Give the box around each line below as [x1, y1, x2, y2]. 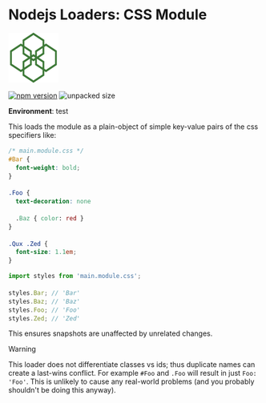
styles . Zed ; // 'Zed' [8, 314, 81, 322]
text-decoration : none [15, 198, 91, 206]
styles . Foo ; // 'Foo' [8, 306, 81, 314]
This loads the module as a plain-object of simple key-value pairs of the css [8, 122, 259, 131]
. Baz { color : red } [15, 214, 84, 222]
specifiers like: [8, 130, 57, 139]
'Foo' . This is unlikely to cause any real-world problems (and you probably [8, 377, 255, 386]
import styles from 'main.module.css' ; [8, 272, 142, 280]
